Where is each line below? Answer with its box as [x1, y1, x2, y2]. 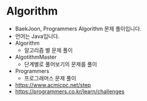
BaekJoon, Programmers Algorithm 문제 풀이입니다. [15, 25, 142, 32]
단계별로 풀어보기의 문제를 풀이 [24, 60, 97, 68]
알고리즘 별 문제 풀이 [24, 47, 73, 54]
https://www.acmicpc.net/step [15, 81, 91, 88]
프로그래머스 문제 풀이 [24, 74, 77, 82]
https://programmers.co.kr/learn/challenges [15, 88, 125, 95]
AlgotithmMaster [15, 53, 57, 60]
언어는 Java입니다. [15, 32, 60, 40]
